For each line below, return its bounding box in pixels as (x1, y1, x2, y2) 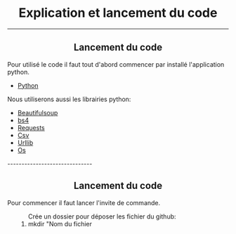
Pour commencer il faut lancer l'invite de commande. (7, 198, 161, 207)
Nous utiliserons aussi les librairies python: (7, 95, 131, 103)
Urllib (17, 138, 34, 147)
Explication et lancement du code (18, 5, 218, 21)
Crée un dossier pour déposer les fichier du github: (27, 212, 177, 221)
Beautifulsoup (17, 108, 58, 117)
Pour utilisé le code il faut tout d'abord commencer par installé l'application (7, 60, 225, 68)
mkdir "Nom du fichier (27, 219, 93, 228)
